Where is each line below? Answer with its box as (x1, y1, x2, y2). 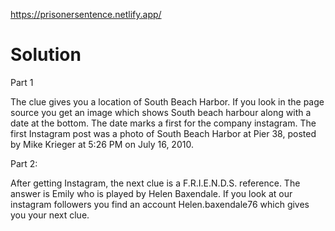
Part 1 (10, 76, 34, 88)
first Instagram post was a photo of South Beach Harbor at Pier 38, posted (10, 127, 317, 139)
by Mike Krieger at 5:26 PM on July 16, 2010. (10, 138, 194, 150)
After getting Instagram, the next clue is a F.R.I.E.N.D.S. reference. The (10, 177, 301, 189)
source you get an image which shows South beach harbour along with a (10, 106, 312, 118)
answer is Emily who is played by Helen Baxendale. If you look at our (10, 187, 293, 199)
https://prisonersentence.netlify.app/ (10, 9, 162, 20)
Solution (10, 44, 82, 66)
